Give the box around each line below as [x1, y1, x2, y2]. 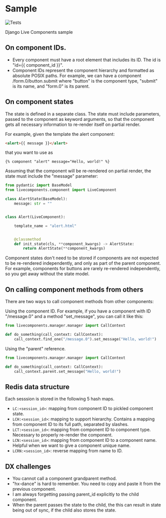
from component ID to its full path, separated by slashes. [12, 421, 129, 427]
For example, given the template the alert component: [5, 131, 115, 137]
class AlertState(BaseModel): [5, 197, 68, 202]
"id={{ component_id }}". [12, 62, 64, 68]
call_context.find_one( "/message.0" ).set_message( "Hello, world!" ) [14, 336, 157, 341]
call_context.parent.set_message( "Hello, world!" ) [14, 369, 121, 374]
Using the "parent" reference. [5, 345, 66, 351]
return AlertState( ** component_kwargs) [23, 246, 106, 251]
